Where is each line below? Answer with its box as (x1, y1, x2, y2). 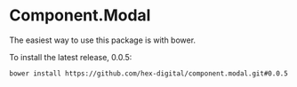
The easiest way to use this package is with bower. (9, 35, 197, 45)
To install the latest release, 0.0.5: (9, 51, 132, 62)
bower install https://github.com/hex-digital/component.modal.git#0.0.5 (9, 68, 289, 78)
